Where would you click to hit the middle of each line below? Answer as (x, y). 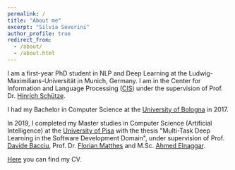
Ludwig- (201, 73)
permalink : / (26, 14)
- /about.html (34, 54)
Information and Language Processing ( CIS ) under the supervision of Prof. (115, 88)
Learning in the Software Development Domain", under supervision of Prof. (116, 138)
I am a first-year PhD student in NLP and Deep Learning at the (97, 73)
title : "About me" (34, 20)
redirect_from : (30, 40)
